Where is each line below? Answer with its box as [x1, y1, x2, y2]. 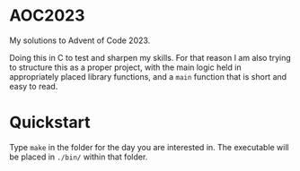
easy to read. [9, 81, 58, 91]
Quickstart [9, 113, 92, 133]
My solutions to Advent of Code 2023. [9, 35, 151, 46]
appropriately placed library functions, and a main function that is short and [9, 71, 287, 81]
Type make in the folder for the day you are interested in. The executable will [9, 141, 289, 152]
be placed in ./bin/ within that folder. [9, 151, 148, 162]
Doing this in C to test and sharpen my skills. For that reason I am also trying [9, 52, 292, 63]
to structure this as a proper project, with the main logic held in [9, 62, 242, 73]
